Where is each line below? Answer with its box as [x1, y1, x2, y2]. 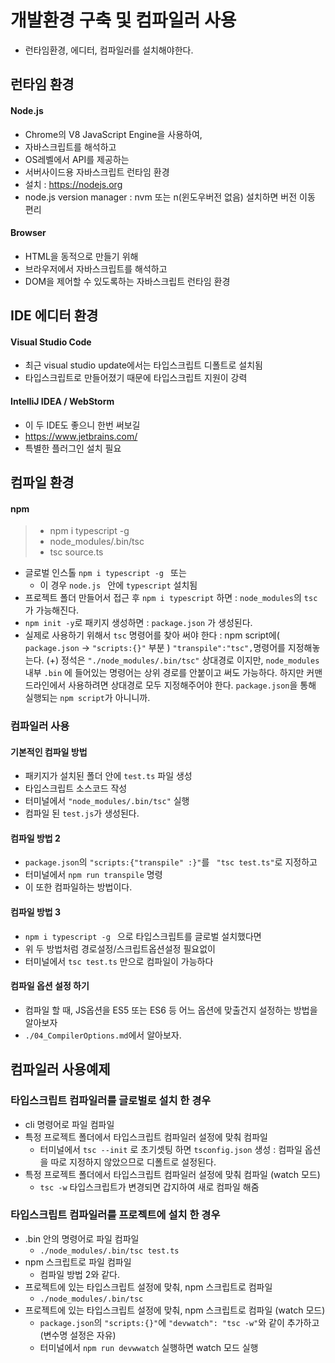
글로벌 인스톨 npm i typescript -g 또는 [24, 567, 187, 579]
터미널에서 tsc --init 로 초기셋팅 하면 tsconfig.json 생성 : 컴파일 [39, 1143, 303, 1155]
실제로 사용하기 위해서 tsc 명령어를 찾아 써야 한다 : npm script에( [24, 629, 280, 641]
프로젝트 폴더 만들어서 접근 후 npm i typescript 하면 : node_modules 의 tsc [24, 592, 318, 604]
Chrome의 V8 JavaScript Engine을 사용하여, [24, 128, 203, 140]
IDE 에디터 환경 [10, 307, 99, 325]
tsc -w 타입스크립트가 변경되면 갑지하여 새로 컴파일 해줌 [39, 1181, 260, 1193]
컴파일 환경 [10, 474, 75, 491]
